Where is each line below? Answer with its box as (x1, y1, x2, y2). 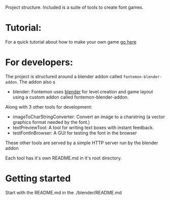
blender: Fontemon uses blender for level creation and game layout (12, 88, 153, 94)
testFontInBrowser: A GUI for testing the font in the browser (12, 129, 137, 136)
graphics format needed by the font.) (12, 119, 90, 125)
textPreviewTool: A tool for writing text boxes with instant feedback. (12, 124, 154, 130)
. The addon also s (16, 79, 56, 85)
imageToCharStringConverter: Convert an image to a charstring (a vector (12, 114, 165, 120)
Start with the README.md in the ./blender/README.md (5, 189, 122, 195)
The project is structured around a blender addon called (5, 73, 122, 79)
